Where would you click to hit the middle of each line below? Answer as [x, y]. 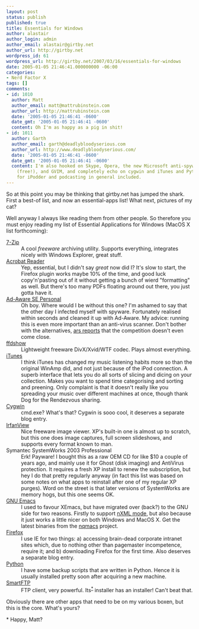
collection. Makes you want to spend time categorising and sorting [102, 381]
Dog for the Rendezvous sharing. [61, 400]
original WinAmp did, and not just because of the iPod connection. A [104, 368]
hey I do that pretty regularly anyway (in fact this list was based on [102, 475]
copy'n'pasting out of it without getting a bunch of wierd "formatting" [105, 280]
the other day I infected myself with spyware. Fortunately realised [101, 312]
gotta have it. [37, 293]
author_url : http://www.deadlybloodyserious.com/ [74, 150]
